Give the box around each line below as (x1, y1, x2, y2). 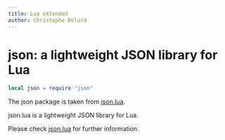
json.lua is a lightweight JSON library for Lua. (8, 111, 139, 120)
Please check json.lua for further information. (8, 125, 139, 133)
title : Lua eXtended (8, 10, 69, 17)
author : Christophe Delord (8, 17, 87, 24)
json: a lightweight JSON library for (8, 47, 218, 63)
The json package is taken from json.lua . (8, 97, 126, 106)
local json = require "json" (8, 85, 94, 92)
